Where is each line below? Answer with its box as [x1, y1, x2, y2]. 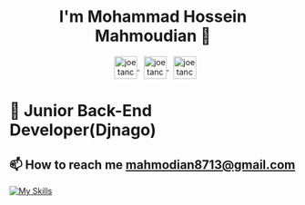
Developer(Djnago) [9, 120, 157, 141]
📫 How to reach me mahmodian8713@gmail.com [9, 157, 296, 172]
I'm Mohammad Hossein [58, 6, 248, 27]
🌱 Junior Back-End [9, 101, 153, 122]
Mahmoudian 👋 [95, 25, 211, 46]
